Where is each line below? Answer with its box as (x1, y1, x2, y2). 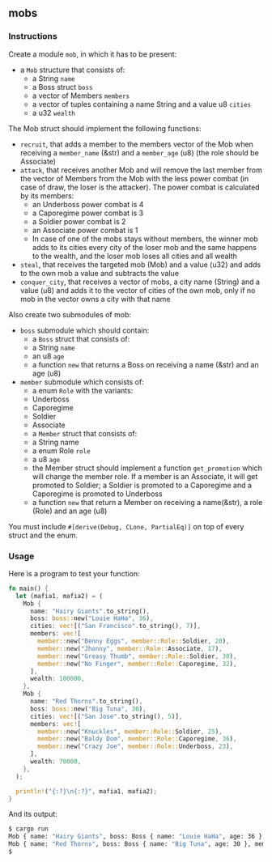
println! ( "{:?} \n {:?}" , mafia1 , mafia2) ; (15, 787, 158, 796)
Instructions (8, 31, 58, 42)
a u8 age (32, 454, 61, 464)
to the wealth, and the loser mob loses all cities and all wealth (32, 251, 237, 261)
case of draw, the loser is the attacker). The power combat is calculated (19, 182, 261, 192)
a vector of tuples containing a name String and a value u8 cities (32, 99, 252, 108)
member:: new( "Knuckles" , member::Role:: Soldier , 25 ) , (37, 728, 223, 736)
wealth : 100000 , (29, 675, 85, 683)
